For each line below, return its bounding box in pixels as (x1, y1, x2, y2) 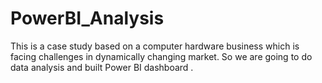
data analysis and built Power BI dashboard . (10, 61, 194, 73)
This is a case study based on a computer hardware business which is (10, 40, 300, 52)
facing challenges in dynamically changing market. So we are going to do (10, 50, 313, 62)
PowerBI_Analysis (10, 7, 165, 30)
